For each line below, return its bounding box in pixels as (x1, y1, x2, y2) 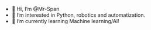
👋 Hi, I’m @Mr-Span (11, 6, 60, 12)
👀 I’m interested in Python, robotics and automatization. (11, 12, 145, 18)
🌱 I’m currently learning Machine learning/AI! (11, 18, 120, 24)
